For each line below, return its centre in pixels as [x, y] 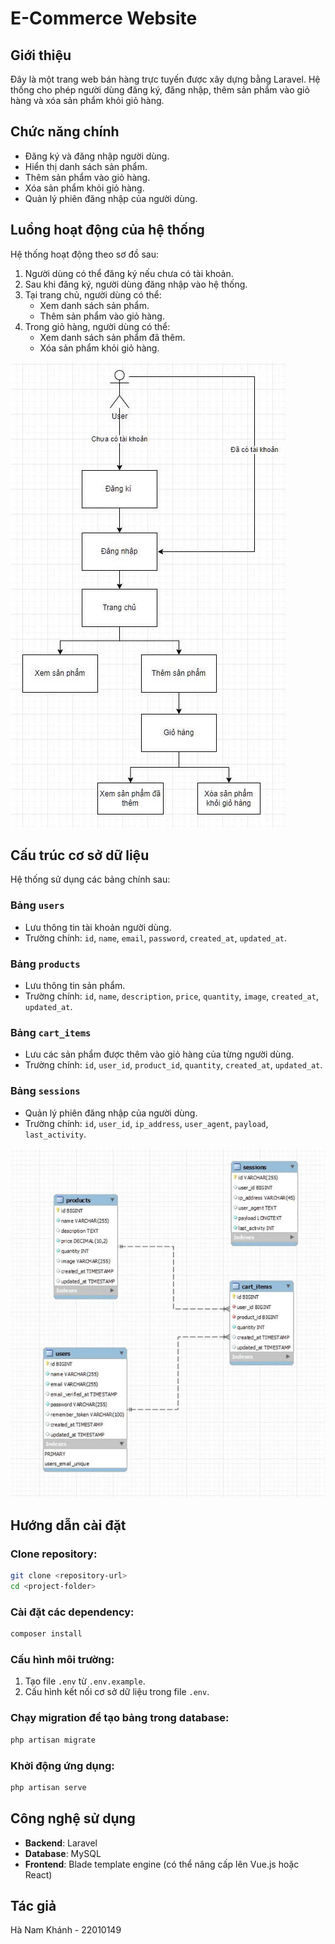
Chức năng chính [65, 132]
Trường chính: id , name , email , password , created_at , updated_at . [156, 938]
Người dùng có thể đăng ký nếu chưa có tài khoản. [129, 273]
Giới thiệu [41, 55]
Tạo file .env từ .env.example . [85, 1681]
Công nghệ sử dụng [73, 1818]
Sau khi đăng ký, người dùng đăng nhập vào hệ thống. [136, 284]
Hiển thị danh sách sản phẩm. [86, 166]
